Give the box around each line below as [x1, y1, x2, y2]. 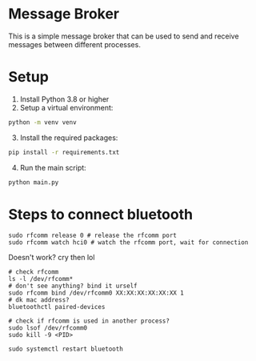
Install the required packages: [19, 133, 118, 142]
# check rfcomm [8, 268, 59, 276]
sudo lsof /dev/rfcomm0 [8, 324, 88, 332]
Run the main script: [19, 162, 86, 172]
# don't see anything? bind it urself [8, 282, 138, 291]
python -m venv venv [8, 118, 78, 126]
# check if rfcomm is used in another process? [8, 317, 170, 325]
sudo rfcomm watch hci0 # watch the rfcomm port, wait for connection [8, 239, 249, 247]
